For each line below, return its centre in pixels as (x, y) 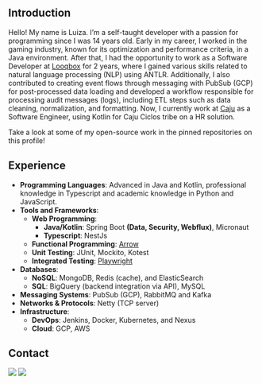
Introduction (40, 13)
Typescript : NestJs (75, 235)
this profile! (27, 140)
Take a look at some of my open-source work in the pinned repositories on (130, 132)
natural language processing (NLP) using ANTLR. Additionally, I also (119, 74)
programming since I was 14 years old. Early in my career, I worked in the (128, 41)
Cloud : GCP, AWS (61, 328)
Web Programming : (64, 219)
